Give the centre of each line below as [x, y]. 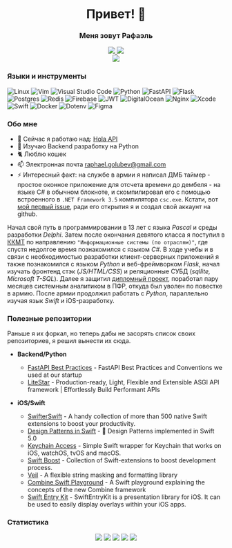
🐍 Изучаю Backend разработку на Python [78, 146]
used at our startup [55, 375]
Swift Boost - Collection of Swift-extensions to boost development [122, 460]
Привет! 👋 [116, 14]
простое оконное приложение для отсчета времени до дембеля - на [119, 185]
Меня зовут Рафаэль [116, 36]
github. [27, 214]
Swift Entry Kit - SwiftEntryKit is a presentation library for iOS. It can [124, 497]
